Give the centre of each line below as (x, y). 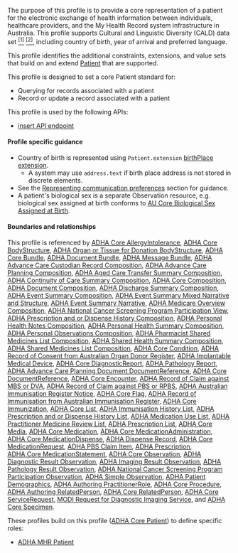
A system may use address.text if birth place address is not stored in (130, 173)
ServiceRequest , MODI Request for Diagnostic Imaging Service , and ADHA (117, 500)
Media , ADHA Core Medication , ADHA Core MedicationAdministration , (110, 431)
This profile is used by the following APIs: (68, 112)
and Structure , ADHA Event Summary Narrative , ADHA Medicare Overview (117, 303)
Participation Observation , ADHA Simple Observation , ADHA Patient (107, 477)
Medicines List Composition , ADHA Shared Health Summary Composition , (115, 341)
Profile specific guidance (45, 142)
